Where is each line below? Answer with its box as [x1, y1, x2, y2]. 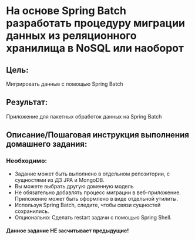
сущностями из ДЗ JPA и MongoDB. [14, 176, 105, 183]
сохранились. [14, 207, 49, 215]
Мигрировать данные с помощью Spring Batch [6, 80, 123, 87]
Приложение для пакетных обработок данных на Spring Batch [6, 113, 162, 120]
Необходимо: [6, 157, 47, 165]
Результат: [6, 97, 48, 107]
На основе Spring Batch [6, 4, 126, 18]
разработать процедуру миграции [6, 16, 185, 30]
